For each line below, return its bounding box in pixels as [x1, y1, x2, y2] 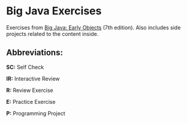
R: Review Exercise [6, 87, 53, 94]
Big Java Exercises [6, 4, 102, 18]
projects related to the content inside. [6, 30, 99, 37]
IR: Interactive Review [6, 75, 60, 82]
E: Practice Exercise [6, 98, 56, 105]
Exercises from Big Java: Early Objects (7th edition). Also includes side [6, 24, 181, 31]
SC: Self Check [6, 63, 44, 70]
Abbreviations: [6, 48, 63, 58]
